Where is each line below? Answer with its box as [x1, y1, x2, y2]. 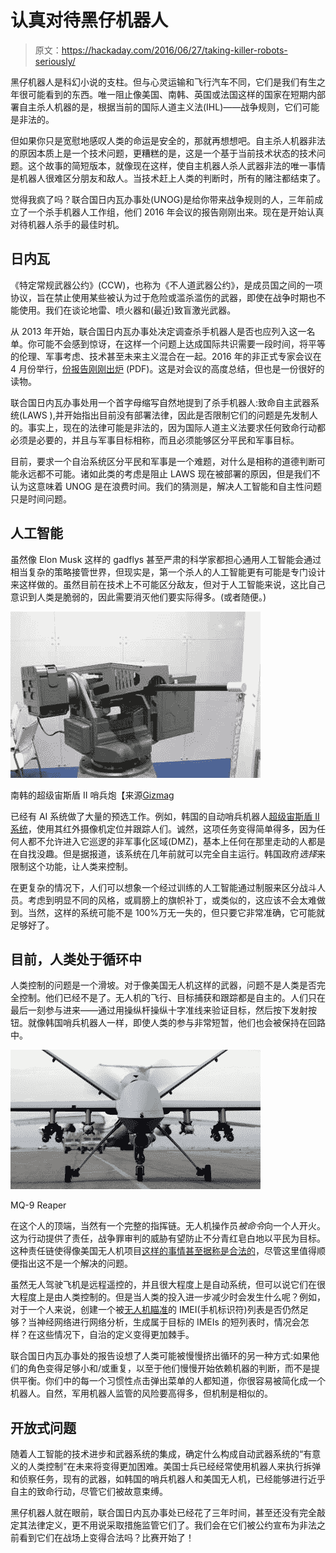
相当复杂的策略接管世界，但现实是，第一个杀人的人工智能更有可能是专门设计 [10, 566, 326, 578]
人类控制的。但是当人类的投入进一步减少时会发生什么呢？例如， [62, 1291, 326, 1303]
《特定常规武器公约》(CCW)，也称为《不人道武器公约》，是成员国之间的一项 [10, 279, 323, 291]
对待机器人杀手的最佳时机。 [10, 218, 125, 230]
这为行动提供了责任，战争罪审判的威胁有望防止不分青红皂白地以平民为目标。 [10, 1232, 326, 1245]
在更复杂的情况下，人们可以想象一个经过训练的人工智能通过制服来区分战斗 [10, 881, 317, 893]
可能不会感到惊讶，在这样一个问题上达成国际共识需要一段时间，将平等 [36, 337, 326, 350]
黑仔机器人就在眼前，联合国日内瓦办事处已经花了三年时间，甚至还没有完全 [10, 1507, 317, 1519]
